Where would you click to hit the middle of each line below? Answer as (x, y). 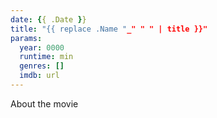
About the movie (44, 103)
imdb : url (39, 76)
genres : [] (42, 66)
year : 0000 (42, 47)
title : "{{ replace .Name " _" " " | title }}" (109, 29)
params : (26, 38)
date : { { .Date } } (48, 19)
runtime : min (46, 57)
